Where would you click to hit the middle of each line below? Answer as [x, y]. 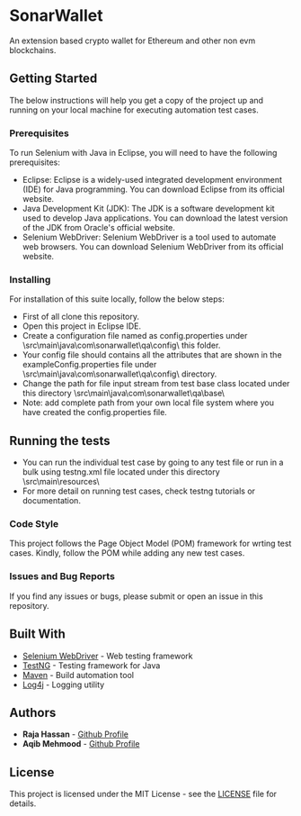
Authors [33, 712]
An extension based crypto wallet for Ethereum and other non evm [133, 41]
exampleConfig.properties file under [89, 365]
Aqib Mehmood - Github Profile [81, 744]
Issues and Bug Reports [62, 576]
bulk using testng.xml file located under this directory [121, 472]
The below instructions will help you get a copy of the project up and [136, 100]
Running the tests [60, 441]
